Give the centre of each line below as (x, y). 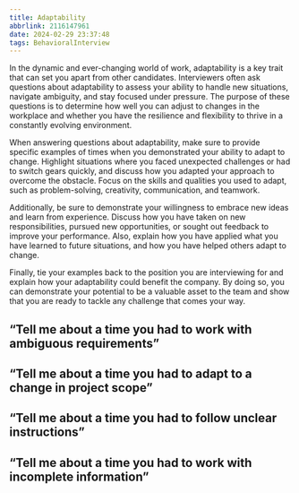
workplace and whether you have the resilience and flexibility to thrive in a (146, 116)
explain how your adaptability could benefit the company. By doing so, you (147, 282)
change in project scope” (81, 388)
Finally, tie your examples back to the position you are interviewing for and (146, 272)
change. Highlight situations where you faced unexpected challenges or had (150, 161)
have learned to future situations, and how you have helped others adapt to (148, 246)
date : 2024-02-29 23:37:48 (60, 34)
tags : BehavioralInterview (60, 43)
